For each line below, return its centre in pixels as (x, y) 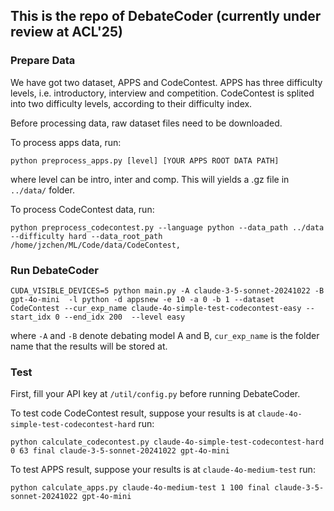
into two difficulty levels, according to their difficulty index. (131, 103)
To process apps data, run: (66, 142)
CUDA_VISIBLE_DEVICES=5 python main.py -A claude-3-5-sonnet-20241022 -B (167, 290)
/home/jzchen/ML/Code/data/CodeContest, (96, 245)
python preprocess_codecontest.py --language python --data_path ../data (167, 227)
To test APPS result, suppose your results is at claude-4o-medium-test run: (163, 470)
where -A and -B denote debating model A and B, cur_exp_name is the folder (165, 335)
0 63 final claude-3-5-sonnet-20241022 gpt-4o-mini (120, 451)
